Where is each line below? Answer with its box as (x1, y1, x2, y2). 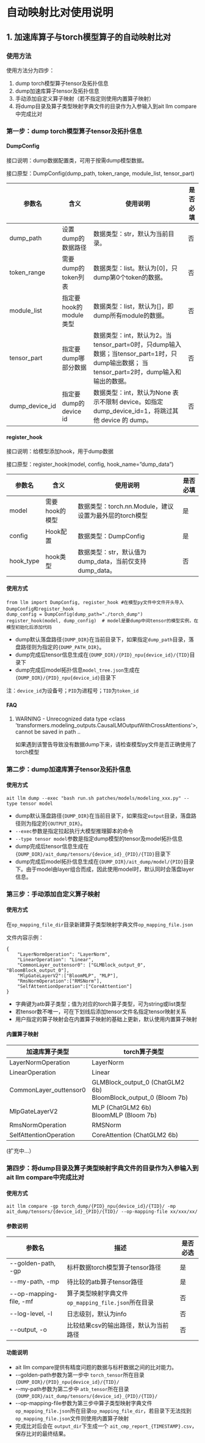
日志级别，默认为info (67, 1310, 127, 1318)
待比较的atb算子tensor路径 (67, 1278, 143, 1286)
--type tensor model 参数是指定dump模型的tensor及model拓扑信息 (15, 835, 183, 842)
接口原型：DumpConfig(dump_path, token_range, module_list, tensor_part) (6, 170, 195, 177)
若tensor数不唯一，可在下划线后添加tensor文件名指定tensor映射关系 (15, 1008, 187, 1015)
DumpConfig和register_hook (6, 606, 74, 612)
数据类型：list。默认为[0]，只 (93, 264, 178, 272)
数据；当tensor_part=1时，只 (93, 349, 178, 358)
